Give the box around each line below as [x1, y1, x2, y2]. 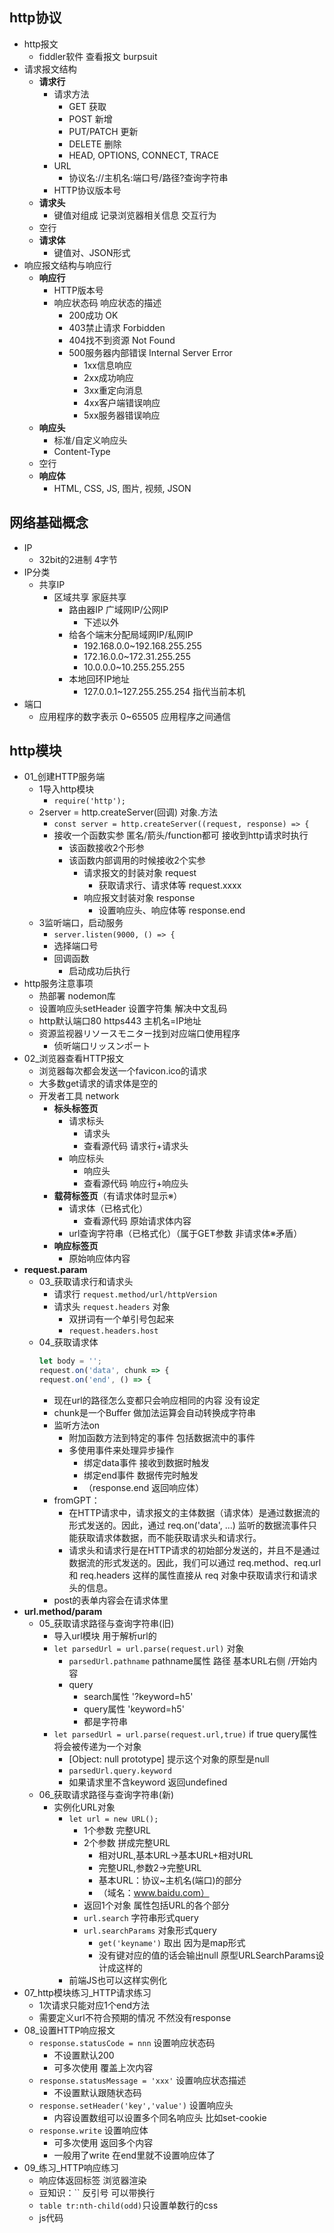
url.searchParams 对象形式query [83, 1924, 217, 1937]
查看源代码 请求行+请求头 [83, 1140, 189, 1152]
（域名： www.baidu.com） [98, 1887, 210, 1899]
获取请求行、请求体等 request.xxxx [98, 879, 242, 892]
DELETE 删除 [68, 138, 122, 150]
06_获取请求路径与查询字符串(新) [38, 1789, 175, 1801]
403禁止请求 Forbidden [68, 321, 166, 333]
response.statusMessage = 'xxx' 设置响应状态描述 [38, 2074, 247, 2087]
